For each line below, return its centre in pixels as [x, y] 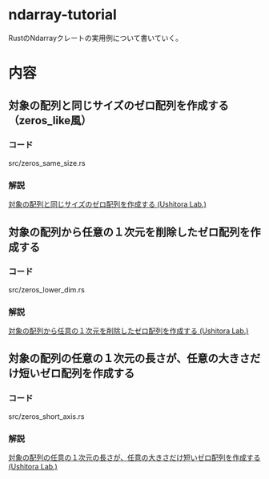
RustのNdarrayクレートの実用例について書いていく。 [95, 38]
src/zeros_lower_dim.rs [47, 289]
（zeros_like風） [50, 121]
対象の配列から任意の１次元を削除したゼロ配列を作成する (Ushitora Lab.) [128, 331]
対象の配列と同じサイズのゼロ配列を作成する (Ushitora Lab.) [107, 204]
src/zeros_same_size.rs [47, 163]
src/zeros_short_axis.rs [46, 416]
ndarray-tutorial [63, 15]
